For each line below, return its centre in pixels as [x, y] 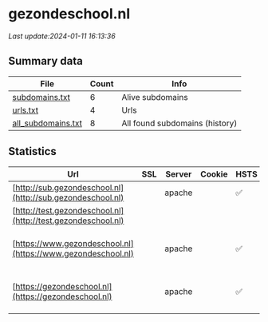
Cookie [214, 174]
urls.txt [25, 110]
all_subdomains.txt [47, 123]
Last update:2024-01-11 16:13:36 [62, 36]
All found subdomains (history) [179, 123]
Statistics [33, 151]
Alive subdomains [155, 97]
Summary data [46, 61]
